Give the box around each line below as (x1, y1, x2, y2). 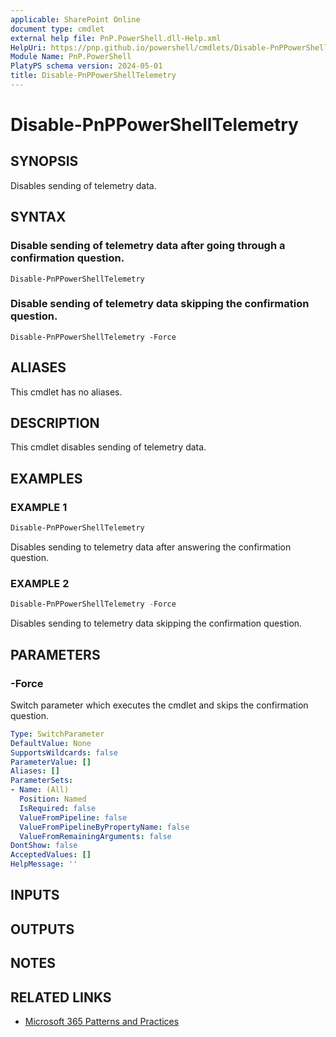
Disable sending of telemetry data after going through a (10, 239, 286, 253)
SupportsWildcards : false (10, 747, 118, 758)
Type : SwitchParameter (10, 729, 105, 739)
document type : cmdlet (10, 24, 105, 34)
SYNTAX (10, 209, 67, 226)
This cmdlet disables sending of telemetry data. (10, 441, 207, 453)
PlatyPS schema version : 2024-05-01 (10, 61, 163, 71)
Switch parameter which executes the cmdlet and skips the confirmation (10, 699, 309, 711)
